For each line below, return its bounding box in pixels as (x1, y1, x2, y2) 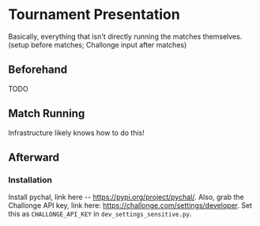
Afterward (8, 150, 60, 164)
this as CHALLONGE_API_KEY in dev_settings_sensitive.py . (8, 209, 192, 219)
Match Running (8, 107, 85, 120)
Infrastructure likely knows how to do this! (8, 128, 145, 137)
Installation (8, 174, 53, 185)
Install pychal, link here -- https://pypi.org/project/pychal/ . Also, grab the (8, 192, 244, 202)
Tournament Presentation (8, 6, 180, 24)
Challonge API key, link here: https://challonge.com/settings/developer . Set (8, 201, 253, 210)
